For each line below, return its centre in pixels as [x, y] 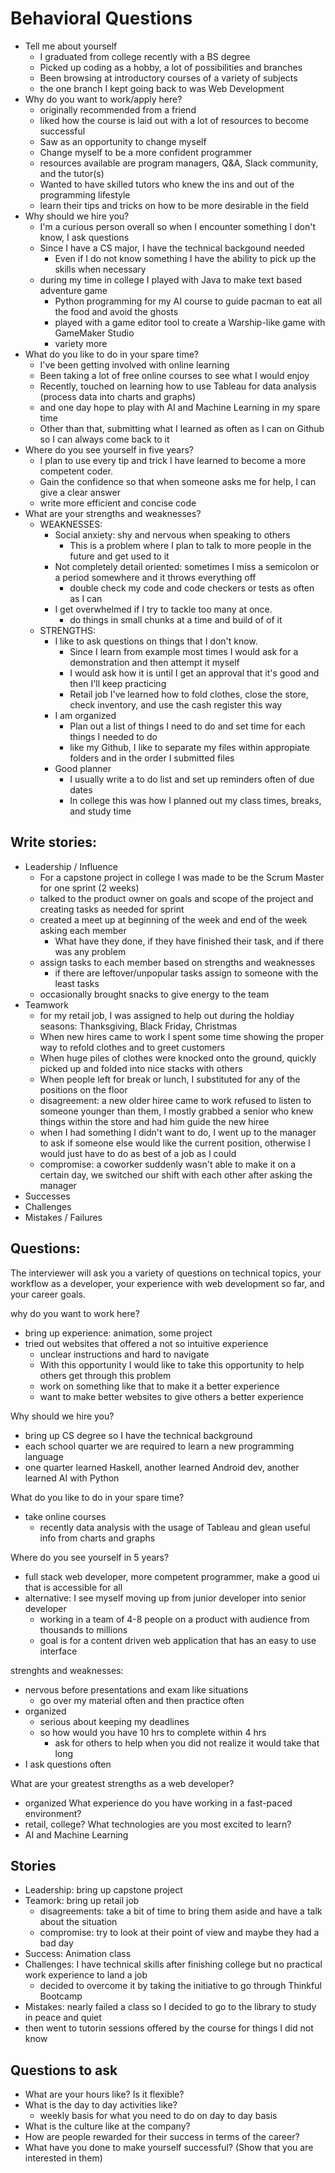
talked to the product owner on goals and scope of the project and [176, 898]
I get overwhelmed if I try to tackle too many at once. [163, 609]
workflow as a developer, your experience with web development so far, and [167, 1283]
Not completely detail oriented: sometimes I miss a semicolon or [187, 566]
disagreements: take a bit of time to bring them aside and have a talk [181, 1911]
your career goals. [48, 1294]
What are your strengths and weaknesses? [113, 513]
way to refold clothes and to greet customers [132, 1047]
